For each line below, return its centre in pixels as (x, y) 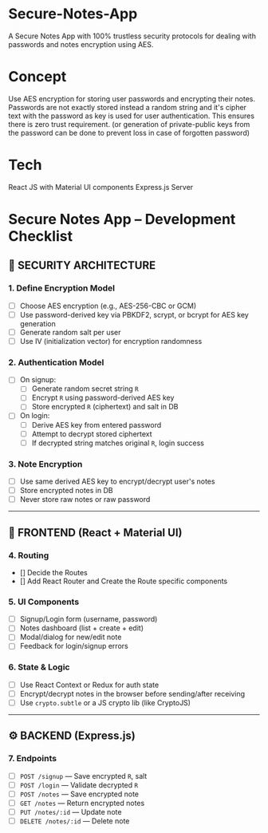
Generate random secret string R (85, 389)
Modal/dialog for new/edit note (71, 637)
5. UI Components (44, 602)
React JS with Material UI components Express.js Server (101, 187)
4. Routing (29, 555)
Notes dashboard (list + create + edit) (82, 628)
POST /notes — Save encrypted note (79, 794)
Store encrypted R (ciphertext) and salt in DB (105, 407)
